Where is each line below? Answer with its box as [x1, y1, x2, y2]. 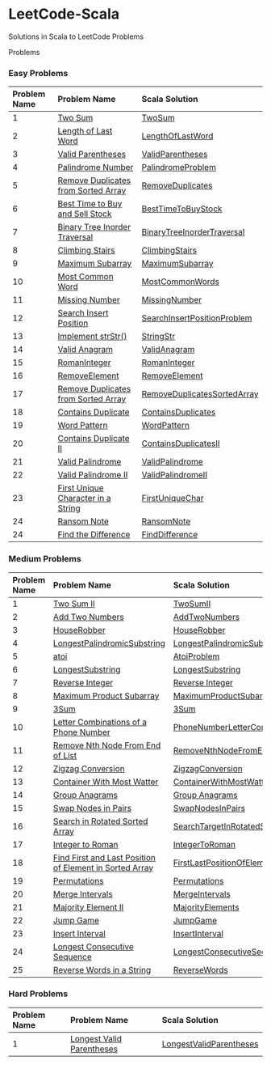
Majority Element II [52, 902, 124, 913]
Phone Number [52, 726, 110, 737]
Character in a [57, 493, 111, 504]
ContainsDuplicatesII [141, 438, 220, 449]
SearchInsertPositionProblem [141, 312, 252, 324]
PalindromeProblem [141, 162, 216, 173]
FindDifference [141, 529, 198, 541]
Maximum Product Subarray [52, 689, 160, 701]
